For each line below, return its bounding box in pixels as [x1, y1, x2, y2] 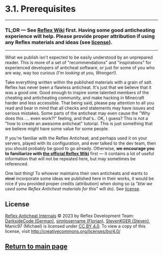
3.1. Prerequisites [5, 3, 76, 15]
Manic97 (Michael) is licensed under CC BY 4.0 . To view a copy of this [5, 223, 146, 229]
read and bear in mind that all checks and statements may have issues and [5, 105, 154, 111]
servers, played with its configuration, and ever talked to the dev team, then [5, 140, 156, 146]
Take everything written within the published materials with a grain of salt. [5, 79, 153, 85]
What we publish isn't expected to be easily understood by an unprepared [5, 54, 153, 60]
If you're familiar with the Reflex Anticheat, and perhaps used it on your [5, 135, 147, 141]
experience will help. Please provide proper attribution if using [5, 33, 155, 39]
